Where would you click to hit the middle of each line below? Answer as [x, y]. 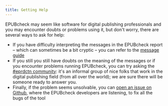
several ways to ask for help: [35, 35]
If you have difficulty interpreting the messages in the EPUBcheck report [88, 44]
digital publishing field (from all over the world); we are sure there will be [88, 76]
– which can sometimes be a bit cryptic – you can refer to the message [86, 50]
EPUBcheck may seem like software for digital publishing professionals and [83, 24]
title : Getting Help [27, 10]
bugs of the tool [29, 98]
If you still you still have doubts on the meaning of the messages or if [84, 60]
